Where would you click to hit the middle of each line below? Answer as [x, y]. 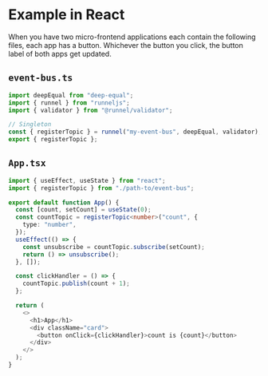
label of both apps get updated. [60, 53]
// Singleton [30, 125]
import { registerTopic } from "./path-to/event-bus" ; [101, 188]
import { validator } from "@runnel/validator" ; [91, 110]
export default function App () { [64, 202]
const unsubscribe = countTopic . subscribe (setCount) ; [114, 247]
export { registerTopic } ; [53, 140]
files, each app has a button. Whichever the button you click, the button [126, 45]
